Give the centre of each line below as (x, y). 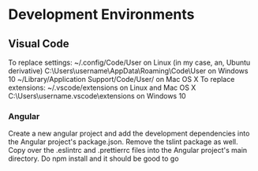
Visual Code (39, 44)
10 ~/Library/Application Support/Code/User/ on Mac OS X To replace (122, 79)
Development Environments (101, 15)
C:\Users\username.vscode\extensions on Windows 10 (97, 96)
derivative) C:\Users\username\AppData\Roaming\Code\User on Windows (128, 71)
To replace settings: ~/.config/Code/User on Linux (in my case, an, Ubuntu (129, 62)
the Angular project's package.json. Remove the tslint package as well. (123, 142)
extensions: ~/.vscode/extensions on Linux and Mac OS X (102, 87)
